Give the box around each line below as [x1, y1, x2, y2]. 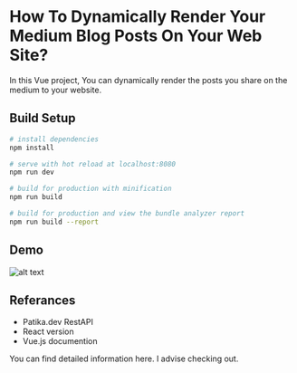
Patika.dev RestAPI [22, 317, 93, 328]
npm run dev [9, 167, 54, 177]
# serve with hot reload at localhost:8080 [9, 159, 177, 168]
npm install [9, 143, 54, 152]
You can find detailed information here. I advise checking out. [9, 353, 239, 364]
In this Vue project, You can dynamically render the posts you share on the [9, 74, 288, 85]
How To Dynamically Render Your [9, 6, 266, 27]
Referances [9, 292, 76, 308]
